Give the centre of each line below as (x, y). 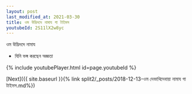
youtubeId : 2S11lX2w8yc (35, 28)
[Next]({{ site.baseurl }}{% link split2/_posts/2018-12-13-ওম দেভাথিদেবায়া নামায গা (96, 79)
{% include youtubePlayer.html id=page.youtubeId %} (71, 68)
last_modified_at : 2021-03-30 (43, 17)
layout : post (22, 11)
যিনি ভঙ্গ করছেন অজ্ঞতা (34, 56)
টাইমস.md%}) (21, 86)
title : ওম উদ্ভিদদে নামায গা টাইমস (38, 22)
